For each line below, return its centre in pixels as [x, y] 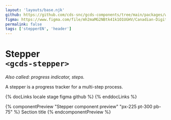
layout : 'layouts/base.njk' [35, 10]
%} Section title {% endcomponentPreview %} [62, 112]
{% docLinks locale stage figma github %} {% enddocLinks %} [71, 97]
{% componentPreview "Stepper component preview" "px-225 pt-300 [79, 107]
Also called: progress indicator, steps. [45, 77]
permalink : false [24, 24]
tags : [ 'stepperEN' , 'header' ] [38, 29]
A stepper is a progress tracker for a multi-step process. [64, 87]
